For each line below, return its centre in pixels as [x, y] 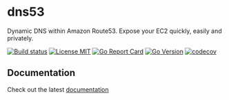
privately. [20, 38]
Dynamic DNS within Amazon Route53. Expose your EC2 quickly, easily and [114, 31]
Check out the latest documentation [58, 89]
